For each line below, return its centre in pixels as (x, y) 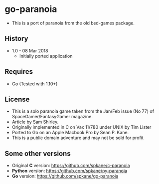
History (16, 39)
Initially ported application (46, 56)
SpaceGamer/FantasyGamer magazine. (52, 117)
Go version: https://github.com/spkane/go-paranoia (65, 176)
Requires (19, 72)
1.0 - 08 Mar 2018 (30, 50)
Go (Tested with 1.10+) (35, 84)
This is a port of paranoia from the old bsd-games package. (73, 23)
